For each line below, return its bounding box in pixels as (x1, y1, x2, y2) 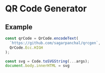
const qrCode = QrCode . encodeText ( (5, 36, 79, 41)
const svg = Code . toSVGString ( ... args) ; (5, 59, 90, 64)
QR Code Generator (5, 3, 87, 14)
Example (5, 23, 33, 31)
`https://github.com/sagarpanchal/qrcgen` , (9, 40, 101, 45)
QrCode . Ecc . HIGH (9, 45, 43, 50)
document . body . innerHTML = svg (5, 63, 70, 69)
